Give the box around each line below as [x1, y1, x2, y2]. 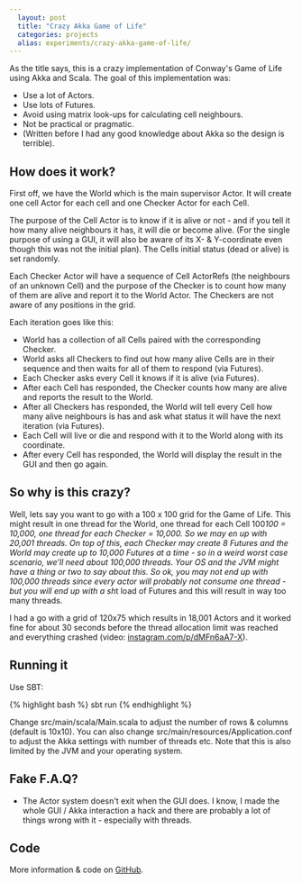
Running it [9, 658, 69, 673]
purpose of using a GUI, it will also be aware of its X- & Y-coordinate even [9, 234, 283, 245]
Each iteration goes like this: [9, 317, 114, 328]
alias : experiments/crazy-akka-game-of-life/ [17, 38, 192, 48]
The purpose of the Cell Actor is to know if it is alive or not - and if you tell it [9, 215, 290, 226]
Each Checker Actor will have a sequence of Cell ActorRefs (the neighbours [9, 271, 290, 282]
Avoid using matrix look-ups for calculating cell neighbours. [22, 109, 243, 120]
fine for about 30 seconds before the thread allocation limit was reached [9, 622, 279, 633]
